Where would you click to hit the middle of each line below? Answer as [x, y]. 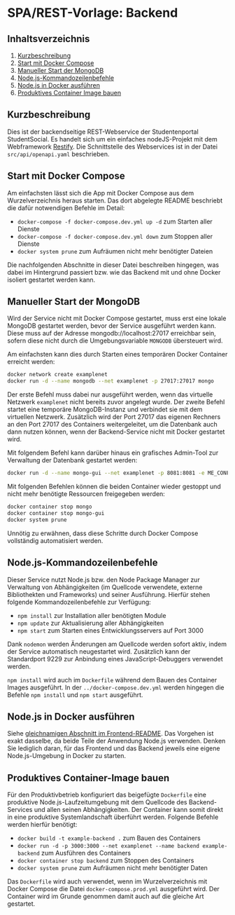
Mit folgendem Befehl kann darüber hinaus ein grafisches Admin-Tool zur [113, 453]
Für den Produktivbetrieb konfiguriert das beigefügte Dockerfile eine [107, 795]
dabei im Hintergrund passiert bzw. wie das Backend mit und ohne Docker [114, 272]
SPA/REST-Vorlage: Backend [93, 13]
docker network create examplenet [58, 375]
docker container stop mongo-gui [56, 513]
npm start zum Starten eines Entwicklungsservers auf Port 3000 [111, 630]
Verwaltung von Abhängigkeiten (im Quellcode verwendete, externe [105, 587]
